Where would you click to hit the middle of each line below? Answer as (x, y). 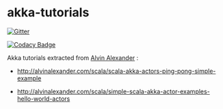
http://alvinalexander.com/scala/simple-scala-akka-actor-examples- (113, 91)
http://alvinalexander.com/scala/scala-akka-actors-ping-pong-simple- (116, 71)
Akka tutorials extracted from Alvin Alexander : (73, 58)
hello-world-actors (43, 98)
